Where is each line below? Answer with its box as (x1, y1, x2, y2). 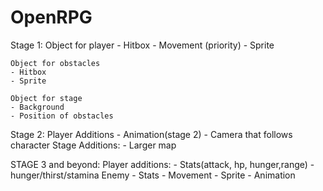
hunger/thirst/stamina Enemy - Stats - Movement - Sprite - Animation (10, 169, 296, 181)
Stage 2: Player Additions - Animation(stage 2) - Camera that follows (10, 128, 293, 140)
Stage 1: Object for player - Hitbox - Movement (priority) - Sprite (10, 39, 275, 51)
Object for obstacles (10, 58, 101, 68)
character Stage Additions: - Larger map (10, 139, 177, 151)
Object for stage (10, 93, 83, 103)
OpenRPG (10, 6, 93, 29)
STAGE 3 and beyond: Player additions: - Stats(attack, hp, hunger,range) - (10, 158, 315, 170)
